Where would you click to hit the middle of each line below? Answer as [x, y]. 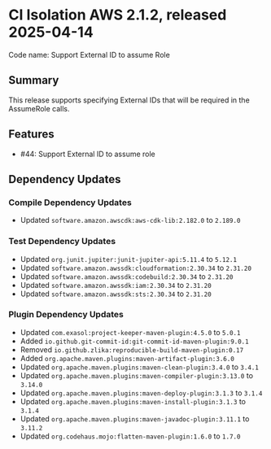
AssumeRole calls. [39, 108]
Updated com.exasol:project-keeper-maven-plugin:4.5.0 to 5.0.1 [130, 332]
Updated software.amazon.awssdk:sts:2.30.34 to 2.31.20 [116, 294]
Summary [34, 80]
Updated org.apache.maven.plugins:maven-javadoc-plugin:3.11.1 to [135, 418]
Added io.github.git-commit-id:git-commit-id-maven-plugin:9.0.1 [135, 341]
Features [31, 135]
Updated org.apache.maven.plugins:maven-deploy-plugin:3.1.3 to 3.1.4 [141, 393]
